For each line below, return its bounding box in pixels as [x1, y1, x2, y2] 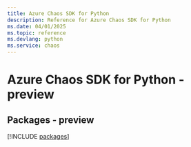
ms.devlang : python [7, 36, 63, 43]
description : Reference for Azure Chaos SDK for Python [7, 17, 171, 23]
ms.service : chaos [7, 42, 60, 49]
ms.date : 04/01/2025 [7, 23, 67, 30]
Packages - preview [7, 114, 94, 126]
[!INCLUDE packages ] [7, 133, 70, 140]
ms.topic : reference [7, 29, 67, 37]
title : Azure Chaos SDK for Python [7, 10, 110, 17]
